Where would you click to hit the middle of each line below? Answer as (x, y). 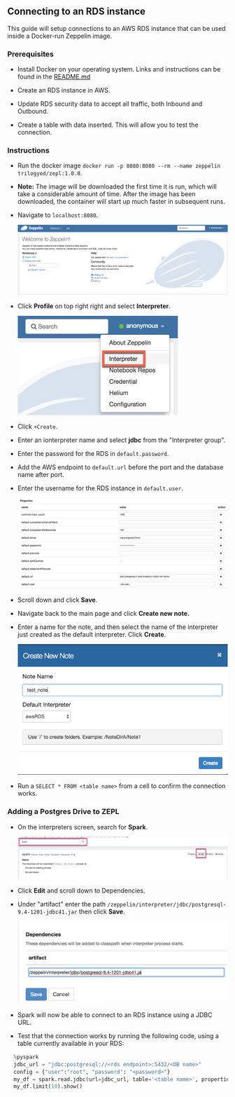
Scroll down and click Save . (57, 600)
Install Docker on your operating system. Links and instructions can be (119, 69)
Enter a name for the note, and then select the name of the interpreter (117, 627)
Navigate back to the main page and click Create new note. (104, 614)
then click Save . (102, 912)
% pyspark (26, 1057)
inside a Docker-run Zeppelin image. (60, 36)
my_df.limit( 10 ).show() (48, 1086)
